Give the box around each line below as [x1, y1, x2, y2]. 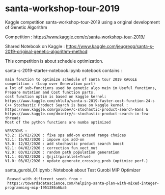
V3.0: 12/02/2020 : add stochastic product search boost [5, 141, 124, 146]
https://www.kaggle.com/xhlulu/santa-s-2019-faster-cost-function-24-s [5, 98, 155, 103]
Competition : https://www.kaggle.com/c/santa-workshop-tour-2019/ [5, 34, 145, 40]
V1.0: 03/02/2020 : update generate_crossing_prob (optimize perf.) [5, 158, 148, 163]
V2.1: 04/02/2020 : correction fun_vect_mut [5, 146, 98, 150]
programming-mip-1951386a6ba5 [5, 185, 67, 190]
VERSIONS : [5, 128, 27, 133]
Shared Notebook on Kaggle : [5, 43, 65, 49]
